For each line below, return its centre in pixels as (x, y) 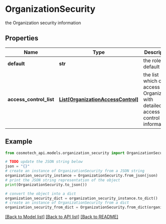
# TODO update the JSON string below (44, 162)
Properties (22, 38)
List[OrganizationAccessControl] (99, 99)
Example (19, 142)
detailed (152, 106)
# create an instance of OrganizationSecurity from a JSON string (75, 171)
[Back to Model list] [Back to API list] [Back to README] (62, 217)
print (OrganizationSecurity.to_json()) (46, 185)
